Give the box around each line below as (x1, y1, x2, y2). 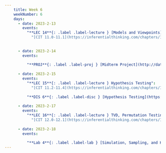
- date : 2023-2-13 (17, 21, 56, 26)
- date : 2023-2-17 (17, 104, 56, 109)
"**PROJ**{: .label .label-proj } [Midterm (26, 62, 118, 67)
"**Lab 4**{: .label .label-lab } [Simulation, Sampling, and (26, 140, 158, 146)
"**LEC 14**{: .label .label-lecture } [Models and (26, 30, 136, 35)
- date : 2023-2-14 (17, 48, 56, 53)
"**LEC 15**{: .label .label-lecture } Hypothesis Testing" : (26, 80, 156, 85)
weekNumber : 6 (13, 12, 43, 17)
